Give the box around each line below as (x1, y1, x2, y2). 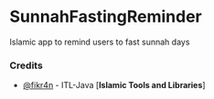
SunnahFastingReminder (9, 6, 203, 27)
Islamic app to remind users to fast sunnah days (9, 36, 190, 47)
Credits (9, 59, 43, 72)
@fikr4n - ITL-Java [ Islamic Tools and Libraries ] (22, 80, 206, 91)
